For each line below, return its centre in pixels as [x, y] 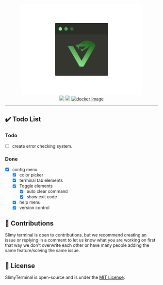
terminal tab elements [41, 180]
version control [34, 208]
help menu [30, 202]
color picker [31, 175]
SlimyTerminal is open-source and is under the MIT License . [65, 277]
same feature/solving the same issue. [42, 251]
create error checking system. [42, 146]
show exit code [42, 197]
